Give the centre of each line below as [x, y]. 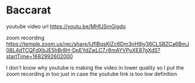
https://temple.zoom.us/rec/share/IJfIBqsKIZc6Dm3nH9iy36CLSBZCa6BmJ [98, 44]
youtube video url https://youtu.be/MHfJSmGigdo [66, 26]
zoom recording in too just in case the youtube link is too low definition [92, 74]
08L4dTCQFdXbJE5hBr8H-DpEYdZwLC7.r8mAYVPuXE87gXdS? [83, 50]
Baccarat [28, 10]
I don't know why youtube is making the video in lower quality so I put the [95, 67]
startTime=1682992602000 [40, 56]
